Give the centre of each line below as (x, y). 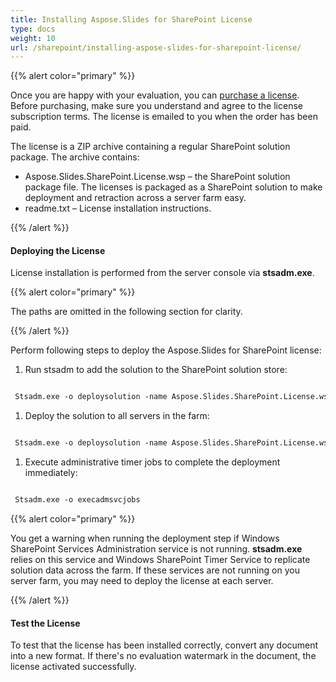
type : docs (33, 29)
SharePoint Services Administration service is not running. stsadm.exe (156, 549)
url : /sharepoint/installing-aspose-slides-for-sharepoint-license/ (156, 47)
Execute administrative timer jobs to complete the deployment (152, 462)
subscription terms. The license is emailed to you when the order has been (164, 117)
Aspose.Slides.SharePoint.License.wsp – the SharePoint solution (157, 177)
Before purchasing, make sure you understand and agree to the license (156, 106)
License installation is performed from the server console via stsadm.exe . (162, 273)
